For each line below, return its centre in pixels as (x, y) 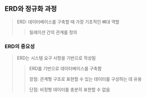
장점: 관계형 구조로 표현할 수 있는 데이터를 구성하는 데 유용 (85, 79)
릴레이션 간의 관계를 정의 (53, 32)
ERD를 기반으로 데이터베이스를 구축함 (66, 69)
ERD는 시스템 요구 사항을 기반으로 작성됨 (56, 58)
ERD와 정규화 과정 (31, 9)
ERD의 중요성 (20, 46)
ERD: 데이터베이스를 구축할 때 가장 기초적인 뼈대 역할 (68, 22)
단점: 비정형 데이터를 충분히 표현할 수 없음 (70, 90)
